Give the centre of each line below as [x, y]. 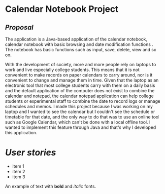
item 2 [19, 171]
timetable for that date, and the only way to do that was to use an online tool [82, 117]
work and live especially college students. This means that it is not [72, 70]
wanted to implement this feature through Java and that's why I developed [81, 127]
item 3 [19, 177]
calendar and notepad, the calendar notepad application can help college [80, 96]
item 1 [18, 166]
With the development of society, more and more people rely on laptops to [81, 64]
